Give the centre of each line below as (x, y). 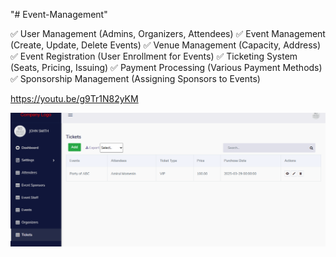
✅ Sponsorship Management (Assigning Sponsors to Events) (135, 78)
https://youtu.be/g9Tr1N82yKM (74, 98)
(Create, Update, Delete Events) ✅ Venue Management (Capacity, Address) (166, 45)
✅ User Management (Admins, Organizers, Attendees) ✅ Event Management (168, 33)
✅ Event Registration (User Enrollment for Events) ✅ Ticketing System (154, 56)
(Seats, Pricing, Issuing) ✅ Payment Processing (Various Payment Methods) (166, 67)
